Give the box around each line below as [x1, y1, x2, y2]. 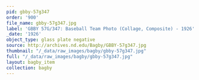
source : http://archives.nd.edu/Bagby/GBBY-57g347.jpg [6, 43, 147, 49]
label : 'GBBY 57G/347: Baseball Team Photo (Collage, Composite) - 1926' [6, 25, 195, 32]
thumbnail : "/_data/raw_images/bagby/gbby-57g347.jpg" [6, 48, 147, 54]
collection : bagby [6, 64, 52, 71]
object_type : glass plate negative [6, 37, 96, 43]
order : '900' [6, 14, 39, 20]
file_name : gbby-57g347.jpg [6, 20, 77, 26]
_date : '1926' [6, 31, 42, 37]
